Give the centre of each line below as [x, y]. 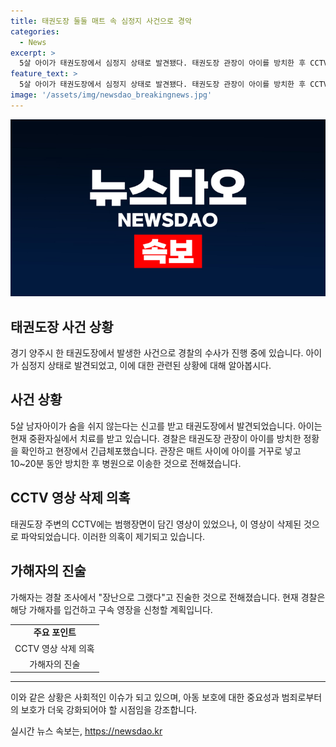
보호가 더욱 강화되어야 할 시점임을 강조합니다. [109, 710]
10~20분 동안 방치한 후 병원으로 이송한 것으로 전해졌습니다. [126, 463]
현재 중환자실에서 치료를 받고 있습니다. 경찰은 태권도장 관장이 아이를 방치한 [156, 438]
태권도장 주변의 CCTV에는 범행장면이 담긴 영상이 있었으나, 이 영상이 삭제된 [156, 524]
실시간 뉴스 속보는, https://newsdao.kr [86, 731]
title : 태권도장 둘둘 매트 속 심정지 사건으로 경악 [101, 21]
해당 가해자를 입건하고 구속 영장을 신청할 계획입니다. [111, 609]
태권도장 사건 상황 [62, 326]
